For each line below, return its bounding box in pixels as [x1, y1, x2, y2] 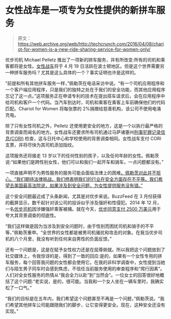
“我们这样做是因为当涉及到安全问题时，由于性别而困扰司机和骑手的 [5, 223, 146, 229]
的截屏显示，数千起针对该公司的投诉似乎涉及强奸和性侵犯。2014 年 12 [5, 199, 152, 206]
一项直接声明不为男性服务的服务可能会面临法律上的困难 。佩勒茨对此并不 [5, 170, 156, 176]
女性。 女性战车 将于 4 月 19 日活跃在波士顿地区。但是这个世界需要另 [22, 63, 165, 69]
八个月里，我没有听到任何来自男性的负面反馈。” [14, 236, 112, 242]
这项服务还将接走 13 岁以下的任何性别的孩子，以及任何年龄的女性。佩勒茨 [5, 152, 159, 158]
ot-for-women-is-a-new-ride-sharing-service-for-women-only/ [17, 46, 151, 52]
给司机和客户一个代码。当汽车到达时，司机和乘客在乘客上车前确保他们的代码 [5, 99, 165, 105]
